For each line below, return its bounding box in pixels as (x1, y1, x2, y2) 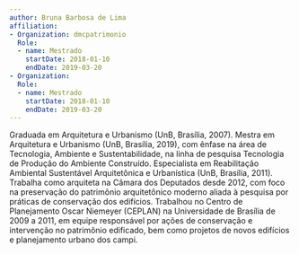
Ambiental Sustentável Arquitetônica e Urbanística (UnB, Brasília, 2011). (9, 168, 274, 179)
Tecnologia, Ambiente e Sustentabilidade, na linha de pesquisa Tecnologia (9, 149, 285, 160)
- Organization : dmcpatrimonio (9, 30, 127, 39)
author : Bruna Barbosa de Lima (9, 13, 127, 22)
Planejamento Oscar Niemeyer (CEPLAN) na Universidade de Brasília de (9, 206, 276, 216)
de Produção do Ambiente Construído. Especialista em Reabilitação (9, 158, 259, 169)
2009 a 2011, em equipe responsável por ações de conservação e (9, 215, 253, 226)
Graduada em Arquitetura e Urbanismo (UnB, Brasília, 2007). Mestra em (9, 129, 276, 140)
